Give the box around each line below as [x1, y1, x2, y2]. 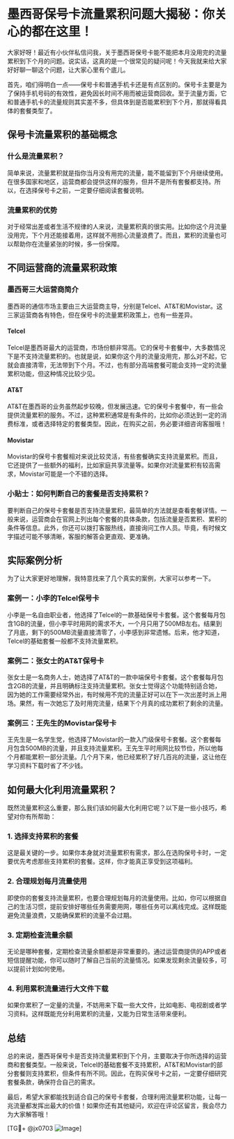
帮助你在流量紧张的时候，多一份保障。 [13, 240, 123, 248]
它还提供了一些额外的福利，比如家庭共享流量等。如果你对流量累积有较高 [7, 461, 214, 470]
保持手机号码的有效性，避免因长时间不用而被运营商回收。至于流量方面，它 [13, 88, 227, 98]
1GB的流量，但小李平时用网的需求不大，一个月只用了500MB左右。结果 [13, 619, 217, 628]
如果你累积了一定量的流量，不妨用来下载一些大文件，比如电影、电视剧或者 [7, 1001, 221, 1009]
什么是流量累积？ [7, 151, 65, 161]
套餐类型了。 [19, 106, 56, 115]
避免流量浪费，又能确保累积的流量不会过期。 [7, 911, 136, 920]
